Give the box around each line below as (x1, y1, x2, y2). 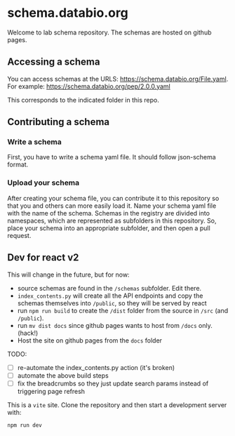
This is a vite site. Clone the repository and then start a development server (7, 400, 227, 409)
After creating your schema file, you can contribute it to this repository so (7, 194, 220, 202)
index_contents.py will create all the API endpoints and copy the (17, 291, 203, 300)
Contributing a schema (7, 116, 110, 128)
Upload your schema (7, 178, 80, 187)
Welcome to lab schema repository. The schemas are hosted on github (7, 28, 212, 37)
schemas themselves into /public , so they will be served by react (17, 298, 207, 307)
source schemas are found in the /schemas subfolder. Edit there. (17, 284, 202, 292)
